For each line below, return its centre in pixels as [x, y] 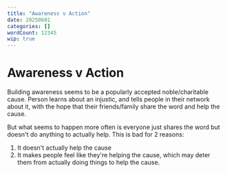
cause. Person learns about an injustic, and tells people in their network [108, 100]
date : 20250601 [29, 20]
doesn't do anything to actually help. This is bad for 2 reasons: [96, 135]
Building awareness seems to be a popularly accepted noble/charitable [108, 92]
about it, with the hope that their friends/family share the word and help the [113, 106]
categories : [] [29, 26]
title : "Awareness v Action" [49, 13]
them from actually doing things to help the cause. [88, 163]
